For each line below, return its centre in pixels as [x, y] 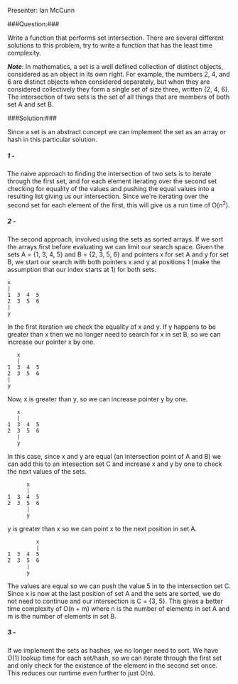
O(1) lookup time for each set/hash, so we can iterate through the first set [115, 658]
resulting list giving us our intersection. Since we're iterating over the [108, 196]
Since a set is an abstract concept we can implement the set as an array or [117, 132]
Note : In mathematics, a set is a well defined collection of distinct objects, [115, 66]
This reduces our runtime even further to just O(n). [81, 673]
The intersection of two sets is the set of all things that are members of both [119, 97]
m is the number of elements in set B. [62, 616]
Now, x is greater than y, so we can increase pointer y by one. [98, 399]
